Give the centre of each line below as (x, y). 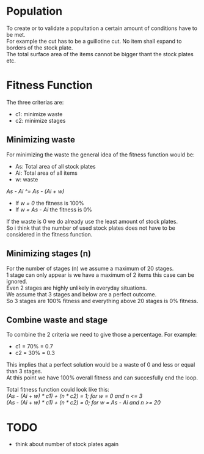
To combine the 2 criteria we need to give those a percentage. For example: (102, 335)
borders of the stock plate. (40, 48)
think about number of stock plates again (67, 444)
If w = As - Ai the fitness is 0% (54, 210)
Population (35, 11)
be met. (16, 34)
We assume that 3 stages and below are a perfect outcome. (82, 294)
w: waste (27, 179)
